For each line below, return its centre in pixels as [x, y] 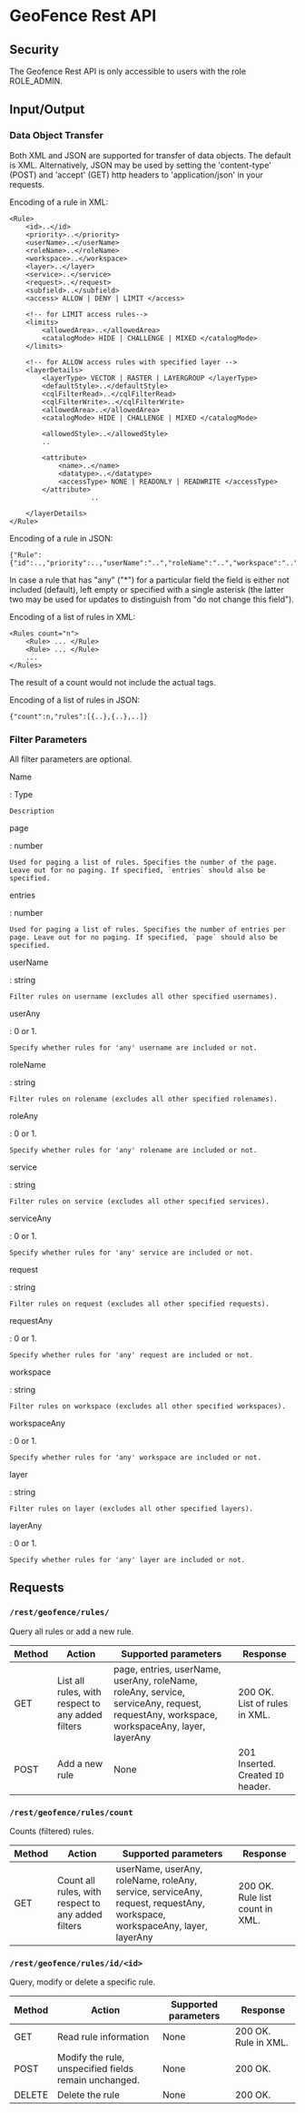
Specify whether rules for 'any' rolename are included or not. [133, 1150]
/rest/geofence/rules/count [71, 1812]
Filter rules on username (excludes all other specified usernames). [144, 996]
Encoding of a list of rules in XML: [73, 616]
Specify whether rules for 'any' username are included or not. [133, 1048]
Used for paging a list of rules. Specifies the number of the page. [144, 862]
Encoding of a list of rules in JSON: [75, 700]
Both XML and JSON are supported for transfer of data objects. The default [151, 155]
